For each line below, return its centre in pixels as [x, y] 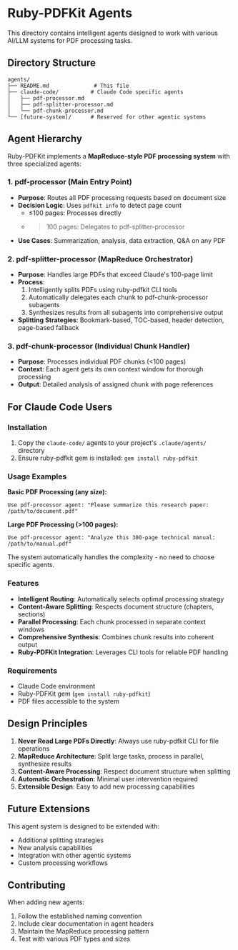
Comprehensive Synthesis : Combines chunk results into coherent [116, 636]
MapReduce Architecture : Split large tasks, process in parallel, [111, 756]
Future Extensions [49, 809]
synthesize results [45, 764]
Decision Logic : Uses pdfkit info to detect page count [100, 205]
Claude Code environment [56, 686]
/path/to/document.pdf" [43, 511]
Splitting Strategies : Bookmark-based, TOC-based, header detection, [121, 320]
